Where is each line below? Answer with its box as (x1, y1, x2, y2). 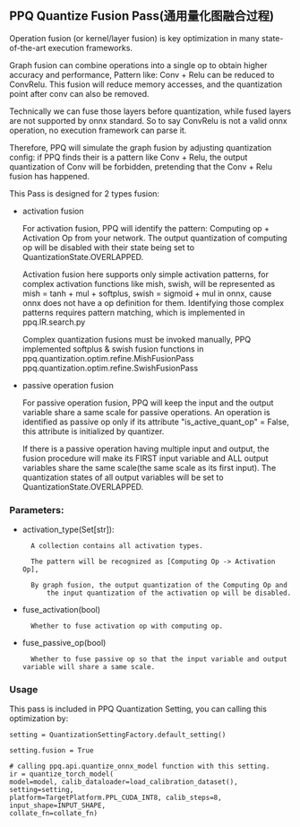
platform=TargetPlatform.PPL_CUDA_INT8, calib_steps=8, (9, 793, 222, 803)
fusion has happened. (9, 170, 90, 181)
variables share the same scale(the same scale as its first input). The (21, 462, 277, 473)
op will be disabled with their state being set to (21, 241, 195, 253)
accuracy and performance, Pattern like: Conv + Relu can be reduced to (9, 69, 275, 80)
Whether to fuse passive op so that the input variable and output (30, 655, 288, 664)
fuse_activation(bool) (21, 605, 101, 615)
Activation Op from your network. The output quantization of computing (21, 232, 288, 243)
